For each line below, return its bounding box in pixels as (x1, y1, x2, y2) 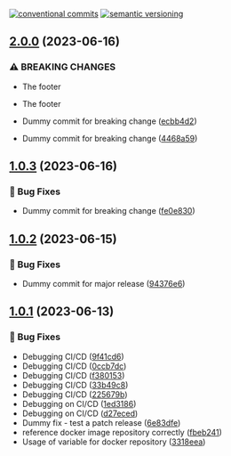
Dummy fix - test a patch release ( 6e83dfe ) (21, 417, 181, 427)
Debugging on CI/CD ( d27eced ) (21, 408, 139, 419)
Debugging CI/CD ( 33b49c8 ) (21, 379, 129, 390)
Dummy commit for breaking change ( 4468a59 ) (21, 133, 198, 143)
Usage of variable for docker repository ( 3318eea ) (21, 436, 206, 447)
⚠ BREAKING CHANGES (9, 61, 116, 73)
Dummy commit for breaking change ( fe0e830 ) (21, 206, 195, 216)
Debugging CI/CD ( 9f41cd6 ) (21, 351, 124, 362)
